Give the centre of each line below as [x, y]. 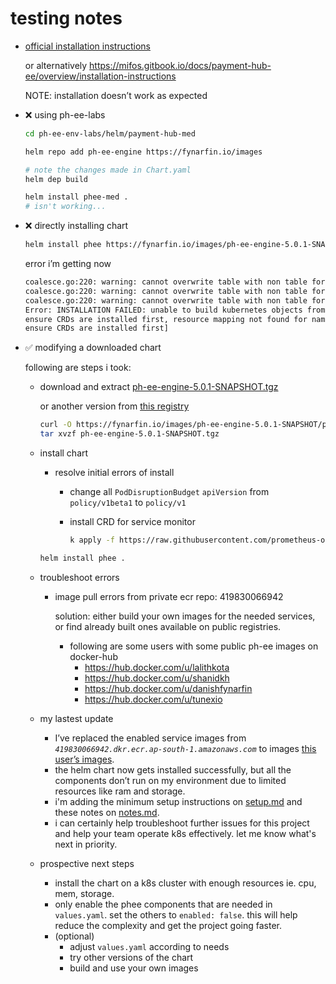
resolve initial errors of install [114, 473]
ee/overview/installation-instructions [100, 76]
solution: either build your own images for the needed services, [185, 616]
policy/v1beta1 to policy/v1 [128, 503]
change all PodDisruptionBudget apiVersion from [169, 492]
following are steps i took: [78, 368]
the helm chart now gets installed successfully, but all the [173, 769]
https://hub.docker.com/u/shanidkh [157, 678]
